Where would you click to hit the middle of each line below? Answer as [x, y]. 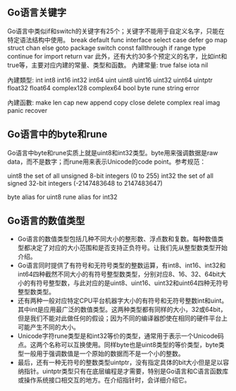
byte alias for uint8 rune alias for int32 [62, 197]
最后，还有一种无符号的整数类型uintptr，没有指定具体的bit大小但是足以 [120, 363]
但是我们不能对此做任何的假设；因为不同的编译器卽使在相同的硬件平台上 [122, 318]
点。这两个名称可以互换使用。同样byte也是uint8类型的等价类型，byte [118, 345]
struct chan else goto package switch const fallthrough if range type [107, 47]
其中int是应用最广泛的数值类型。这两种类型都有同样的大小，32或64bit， [122, 310]
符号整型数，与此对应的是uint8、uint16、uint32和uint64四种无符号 [132, 283]
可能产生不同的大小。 [48, 327]
